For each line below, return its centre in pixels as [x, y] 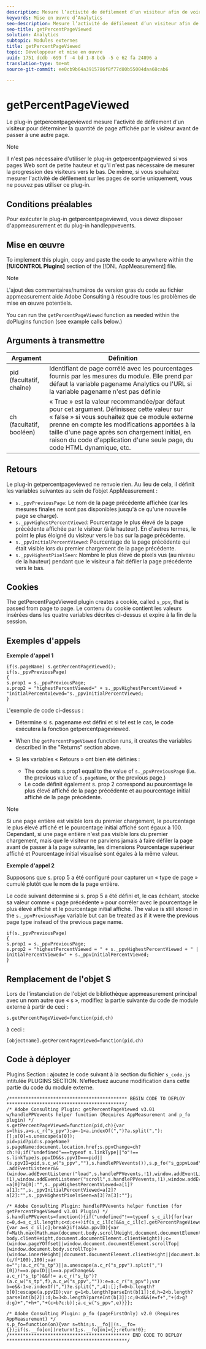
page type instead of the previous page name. [65, 922]
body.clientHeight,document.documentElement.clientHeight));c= [89, 1238]
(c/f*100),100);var [31, 1260]
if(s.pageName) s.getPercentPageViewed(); [61, 667]
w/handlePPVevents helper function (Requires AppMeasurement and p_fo [98, 1115]
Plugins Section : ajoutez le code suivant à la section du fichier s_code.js [98, 1074]
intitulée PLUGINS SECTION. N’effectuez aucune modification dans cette [98, 1081]
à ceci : [16, 1029]
